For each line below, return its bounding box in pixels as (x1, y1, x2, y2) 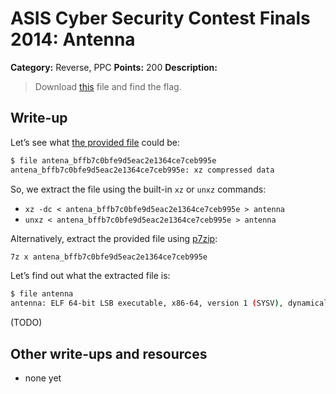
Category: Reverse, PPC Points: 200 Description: (10, 61, 218, 73)
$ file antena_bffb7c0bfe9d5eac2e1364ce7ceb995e (10, 155, 217, 166)
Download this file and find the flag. (34, 80, 182, 92)
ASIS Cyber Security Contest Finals (10, 7, 311, 30)
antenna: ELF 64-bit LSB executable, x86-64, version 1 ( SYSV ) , (10, 298, 284, 309)
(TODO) (10, 317, 43, 329)
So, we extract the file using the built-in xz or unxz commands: (10, 183, 267, 195)
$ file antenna (10, 289, 74, 299)
